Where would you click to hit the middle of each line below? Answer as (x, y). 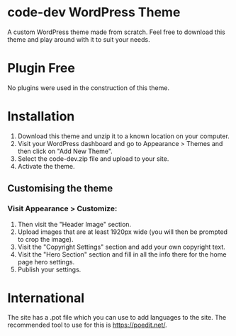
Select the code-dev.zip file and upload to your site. (93, 158)
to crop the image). (45, 239)
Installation (41, 117)
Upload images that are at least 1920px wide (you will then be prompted (123, 232)
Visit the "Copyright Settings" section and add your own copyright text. (121, 247)
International (46, 298)
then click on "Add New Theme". (65, 151)
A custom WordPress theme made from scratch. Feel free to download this (116, 32)
